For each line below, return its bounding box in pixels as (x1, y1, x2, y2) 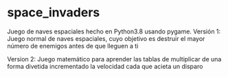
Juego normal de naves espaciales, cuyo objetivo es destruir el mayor (7, 34, 205, 42)
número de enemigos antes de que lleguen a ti (7, 42, 139, 50)
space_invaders (7, 5, 100, 20)
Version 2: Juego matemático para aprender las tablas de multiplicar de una (7, 55, 222, 63)
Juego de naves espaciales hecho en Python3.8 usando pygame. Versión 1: (7, 27, 221, 35)
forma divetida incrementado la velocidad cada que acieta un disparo (7, 62, 203, 70)
